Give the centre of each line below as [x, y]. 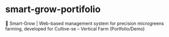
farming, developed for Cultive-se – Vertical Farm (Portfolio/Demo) [75, 28]
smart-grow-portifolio [53, 9]
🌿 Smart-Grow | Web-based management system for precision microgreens [85, 23]
